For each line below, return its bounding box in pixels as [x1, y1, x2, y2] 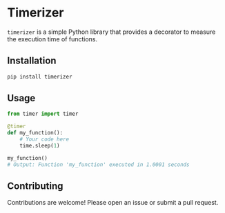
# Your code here [19, 136, 70, 143]
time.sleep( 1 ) [19, 142, 60, 149]
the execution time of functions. [7, 34, 98, 43]
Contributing [7, 180, 63, 192]
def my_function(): [7, 130, 63, 136]
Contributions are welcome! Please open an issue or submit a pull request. [7, 199, 219, 207]
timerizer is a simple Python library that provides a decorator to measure [7, 28, 216, 36]
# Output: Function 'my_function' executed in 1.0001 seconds [7, 161, 190, 168]
